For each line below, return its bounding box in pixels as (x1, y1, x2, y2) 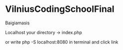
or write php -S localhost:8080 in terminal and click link (5, 39, 119, 45)
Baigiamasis (5, 20, 30, 26)
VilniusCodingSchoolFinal (5, 3, 115, 15)
